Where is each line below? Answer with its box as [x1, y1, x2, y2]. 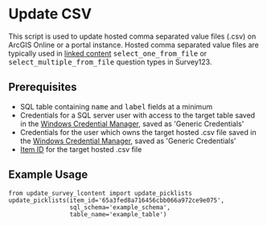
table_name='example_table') [69, 210, 167, 218]
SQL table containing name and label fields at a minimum [19, 101, 213, 111]
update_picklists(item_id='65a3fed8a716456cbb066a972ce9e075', [8, 196, 225, 204]
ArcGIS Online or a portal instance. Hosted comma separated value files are [8, 39, 259, 49]
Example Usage [8, 168, 88, 182]
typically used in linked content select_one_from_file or [8, 48, 207, 58]
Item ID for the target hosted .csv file [19, 144, 142, 154]
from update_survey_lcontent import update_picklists [8, 189, 193, 197]
